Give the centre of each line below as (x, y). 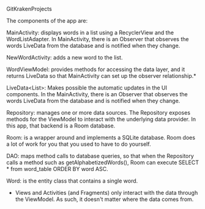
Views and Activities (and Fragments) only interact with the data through (106, 193)
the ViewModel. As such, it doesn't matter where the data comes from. (104, 199)
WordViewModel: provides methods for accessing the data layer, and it (96, 69)
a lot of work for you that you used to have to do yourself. (79, 144)
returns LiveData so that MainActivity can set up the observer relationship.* (102, 76)
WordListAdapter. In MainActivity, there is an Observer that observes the (98, 39)
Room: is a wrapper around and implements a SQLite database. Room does (101, 138)
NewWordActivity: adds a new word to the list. (65, 57)
